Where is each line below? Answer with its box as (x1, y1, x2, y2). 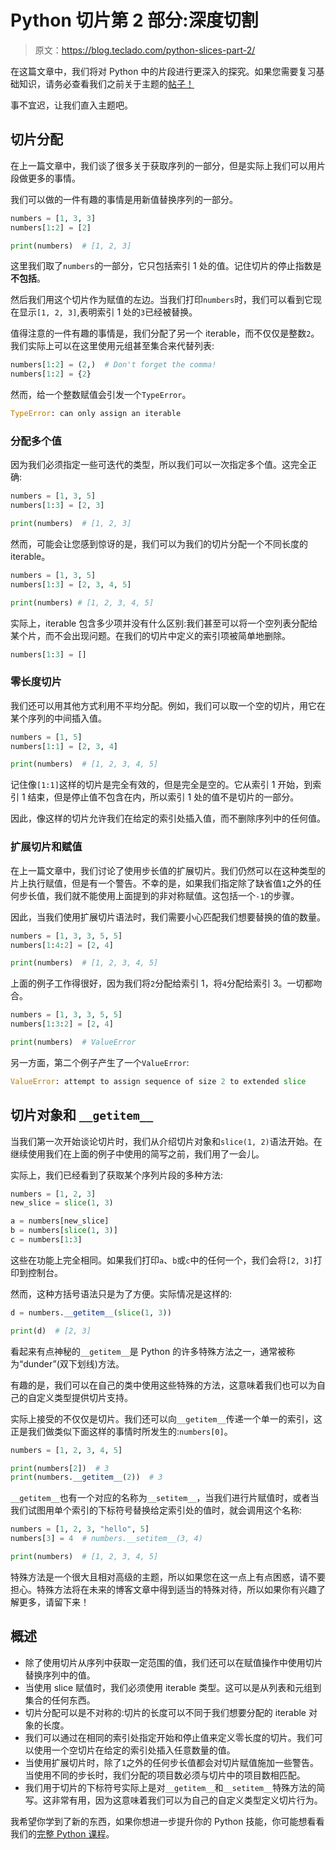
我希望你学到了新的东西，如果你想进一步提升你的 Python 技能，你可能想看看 (10, 1815, 325, 1827)
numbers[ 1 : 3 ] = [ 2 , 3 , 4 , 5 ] (10, 579, 132, 590)
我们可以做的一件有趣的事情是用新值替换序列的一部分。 (10, 193, 238, 205)
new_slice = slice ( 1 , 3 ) (10, 1198, 114, 1208)
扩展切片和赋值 (10, 840, 83, 854)
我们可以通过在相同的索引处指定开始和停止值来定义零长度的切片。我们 (24, 1731, 315, 1743)
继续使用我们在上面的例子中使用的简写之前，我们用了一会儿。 (10, 1147, 265, 1160)
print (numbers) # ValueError (10, 1037, 137, 1048)
